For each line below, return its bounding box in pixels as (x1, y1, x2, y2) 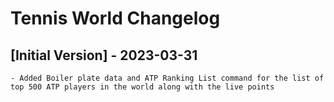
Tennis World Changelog (10, 7, 221, 30)
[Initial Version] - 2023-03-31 (10, 47, 198, 64)
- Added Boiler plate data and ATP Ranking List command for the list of (10, 73, 325, 83)
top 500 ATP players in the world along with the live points (10, 82, 275, 92)
